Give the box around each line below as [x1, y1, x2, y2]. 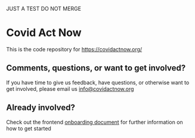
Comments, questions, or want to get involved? [6, 63, 186, 73]
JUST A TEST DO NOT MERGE [6, 5, 82, 12]
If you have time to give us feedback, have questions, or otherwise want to [6, 79, 190, 86]
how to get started [6, 125, 52, 132]
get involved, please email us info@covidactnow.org [6, 85, 134, 92]
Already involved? [6, 103, 76, 113]
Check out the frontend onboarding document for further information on [6, 118, 183, 125]
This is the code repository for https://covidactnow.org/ [6, 45, 143, 53]
